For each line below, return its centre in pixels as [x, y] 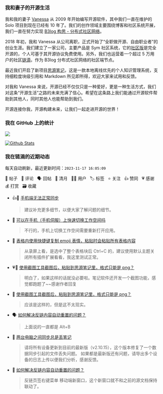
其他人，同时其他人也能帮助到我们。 [49, 99]
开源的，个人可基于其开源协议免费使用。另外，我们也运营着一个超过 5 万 [78, 54]
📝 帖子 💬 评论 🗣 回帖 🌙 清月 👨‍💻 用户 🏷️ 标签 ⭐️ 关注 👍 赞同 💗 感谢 [80, 178]
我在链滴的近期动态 [27, 157]
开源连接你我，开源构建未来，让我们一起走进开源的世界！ [62, 109]
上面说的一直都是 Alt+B [47, 326]
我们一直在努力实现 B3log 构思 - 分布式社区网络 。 [55, 31]
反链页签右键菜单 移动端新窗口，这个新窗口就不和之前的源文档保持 [91, 380]
